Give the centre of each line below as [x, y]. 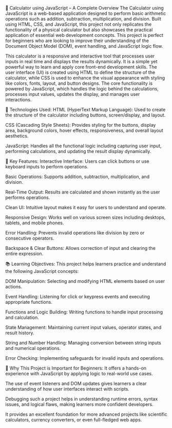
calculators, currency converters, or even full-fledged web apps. [74, 420]
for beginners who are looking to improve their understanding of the [77, 41]
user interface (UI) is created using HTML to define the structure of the [80, 72]
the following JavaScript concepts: [42, 271]
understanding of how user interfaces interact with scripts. [68, 389]
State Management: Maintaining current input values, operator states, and [83, 327]
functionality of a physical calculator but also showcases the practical [79, 30]
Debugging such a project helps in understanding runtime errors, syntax [82, 399]
